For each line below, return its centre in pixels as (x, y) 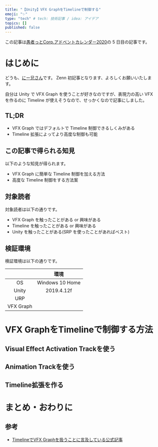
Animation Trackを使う (40, 367)
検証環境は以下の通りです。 (32, 261)
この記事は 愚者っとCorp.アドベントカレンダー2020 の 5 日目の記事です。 (77, 42)
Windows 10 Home (59, 283)
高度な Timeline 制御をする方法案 (45, 180)
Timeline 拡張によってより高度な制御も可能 (55, 134)
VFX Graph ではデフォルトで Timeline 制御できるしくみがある (73, 128)
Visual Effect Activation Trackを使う (60, 349)
